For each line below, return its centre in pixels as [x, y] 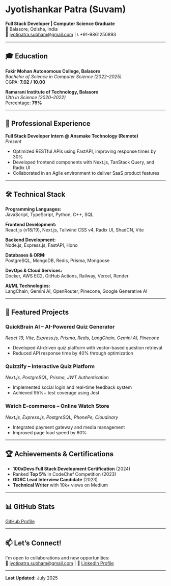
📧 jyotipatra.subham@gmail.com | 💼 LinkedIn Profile [60, 564]
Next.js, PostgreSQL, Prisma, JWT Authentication [57, 378]
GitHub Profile [20, 522]
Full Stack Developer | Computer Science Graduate [60, 24]
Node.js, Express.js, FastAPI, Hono [41, 245]
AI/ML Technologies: [28, 286]
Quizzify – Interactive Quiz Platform [50, 366]
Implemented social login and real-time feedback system [72, 387]
